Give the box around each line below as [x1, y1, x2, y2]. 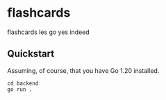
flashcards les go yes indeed [7, 28, 90, 36]
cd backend [7, 80, 39, 87]
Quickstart [7, 48, 55, 60]
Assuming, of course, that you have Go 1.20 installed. [7, 66, 160, 74]
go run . [7, 85, 33, 93]
